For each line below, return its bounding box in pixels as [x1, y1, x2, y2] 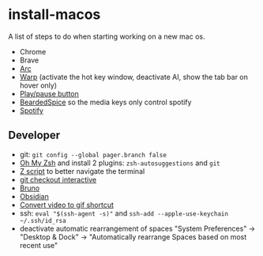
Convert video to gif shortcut [19, 200, 115, 209]
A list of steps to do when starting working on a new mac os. [8, 32, 205, 41]
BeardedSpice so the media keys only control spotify [19, 97, 192, 107]
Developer [8, 129, 61, 142]
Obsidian [19, 191, 49, 201]
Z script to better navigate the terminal [19, 166, 145, 175]
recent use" [19, 240, 58, 250]
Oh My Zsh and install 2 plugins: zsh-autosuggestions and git [19, 158, 221, 168]
